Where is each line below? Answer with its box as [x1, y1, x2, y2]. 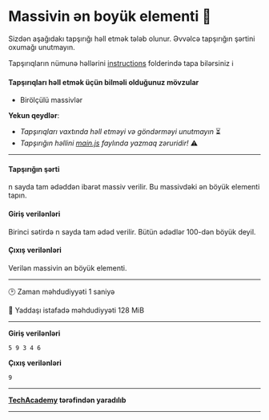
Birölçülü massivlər [19, 96, 83, 105]
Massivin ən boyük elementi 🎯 [8, 7, 212, 26]
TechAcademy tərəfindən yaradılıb [8, 395, 126, 405]
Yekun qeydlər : [8, 111, 60, 120]
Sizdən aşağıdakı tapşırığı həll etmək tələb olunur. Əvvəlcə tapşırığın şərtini [8, 34, 255, 43]
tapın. [8, 190, 27, 200]
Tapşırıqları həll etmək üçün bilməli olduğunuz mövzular [8, 77, 199, 87]
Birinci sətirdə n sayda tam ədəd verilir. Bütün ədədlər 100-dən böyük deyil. [8, 226, 256, 236]
